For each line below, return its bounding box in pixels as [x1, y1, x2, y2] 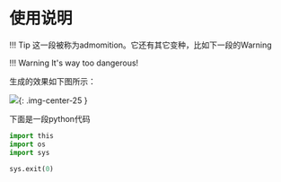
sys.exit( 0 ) [9, 164, 54, 173]
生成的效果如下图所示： [9, 75, 96, 86]
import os [9, 140, 47, 149]
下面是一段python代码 [9, 113, 91, 124]
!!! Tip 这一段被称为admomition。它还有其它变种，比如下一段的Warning [9, 39, 272, 50]
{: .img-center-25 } [18, 95, 88, 106]
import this [9, 131, 54, 140]
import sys [9, 148, 50, 157]
